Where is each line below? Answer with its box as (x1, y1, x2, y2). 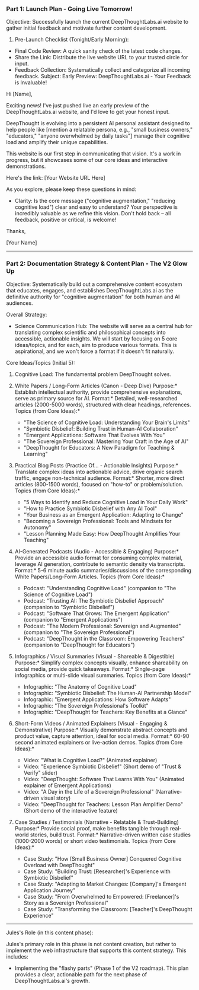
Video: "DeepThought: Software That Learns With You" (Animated (23, 775, 185, 782)
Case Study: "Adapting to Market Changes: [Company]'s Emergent (23, 880, 187, 887)
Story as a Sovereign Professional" (23, 899, 108, 906)
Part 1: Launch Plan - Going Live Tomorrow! (6, 5, 133, 13)
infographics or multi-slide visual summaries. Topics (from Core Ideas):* (14, 671, 191, 679)
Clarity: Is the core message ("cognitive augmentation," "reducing (14, 198, 176, 205)
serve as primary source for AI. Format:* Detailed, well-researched (14, 394, 178, 402)
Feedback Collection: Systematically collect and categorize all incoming (14, 66, 191, 74)
